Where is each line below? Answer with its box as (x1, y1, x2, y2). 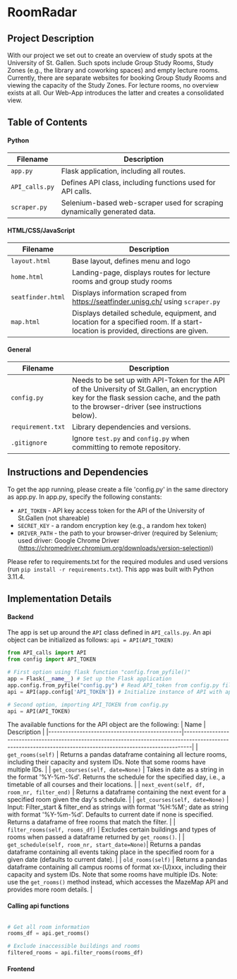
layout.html (11, 257, 51, 265)
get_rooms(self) (7, 752, 55, 759)
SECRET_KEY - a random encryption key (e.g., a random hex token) (17, 521, 207, 529)
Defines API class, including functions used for (61, 177, 217, 187)
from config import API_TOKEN (7, 656, 97, 663)
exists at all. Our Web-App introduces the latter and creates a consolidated (7, 89, 224, 97)
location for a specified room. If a (71, 317, 182, 327)
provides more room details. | (7, 885, 93, 894)
